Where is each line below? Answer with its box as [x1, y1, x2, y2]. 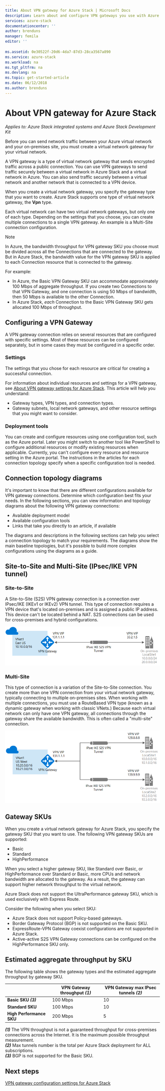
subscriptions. [5, 1048, 34, 1054]
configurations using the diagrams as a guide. [5, 548, 98, 554]
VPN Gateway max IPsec [105, 985, 157, 991]
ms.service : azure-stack [5, 55, 56, 59]
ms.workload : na [5, 59, 38, 65]
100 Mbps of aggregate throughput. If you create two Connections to [12, 283, 152, 289]
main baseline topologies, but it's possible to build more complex [5, 543, 137, 549]
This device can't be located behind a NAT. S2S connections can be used [5, 612, 154, 617]
